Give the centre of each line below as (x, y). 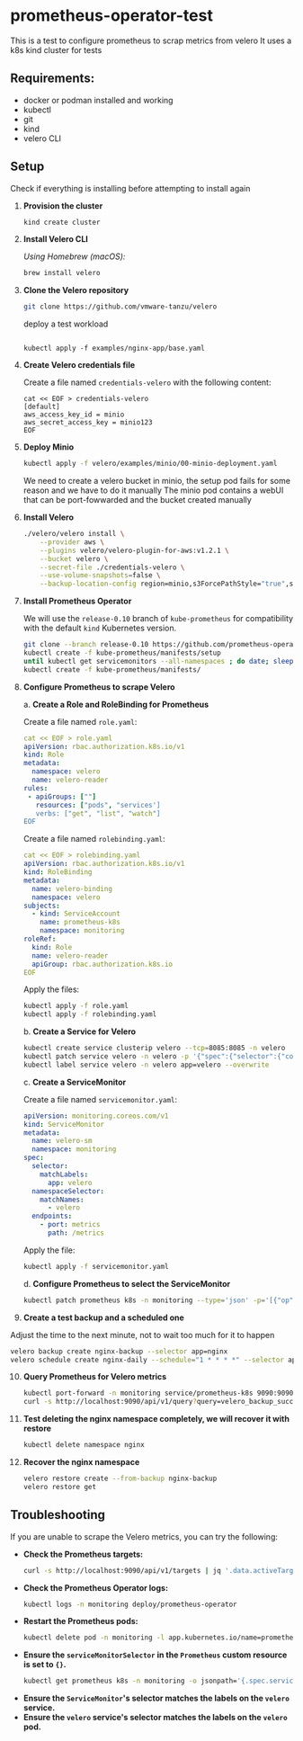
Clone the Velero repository (76, 290)
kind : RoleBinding (58, 872)
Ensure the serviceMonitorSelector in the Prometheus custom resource (155, 1655)
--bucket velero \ (74, 558)
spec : (33, 1158)
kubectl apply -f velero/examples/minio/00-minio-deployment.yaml (150, 464)
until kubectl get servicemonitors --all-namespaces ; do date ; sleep (158, 661)
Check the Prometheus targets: (83, 1554)
